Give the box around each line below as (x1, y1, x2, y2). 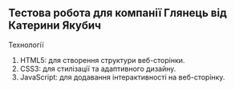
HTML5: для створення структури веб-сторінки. (19, 55, 185, 65)
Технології (8, 40, 44, 49)
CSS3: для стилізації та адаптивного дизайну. (19, 64, 176, 73)
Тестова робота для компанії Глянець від (8, 6, 227, 20)
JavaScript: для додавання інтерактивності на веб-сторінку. (19, 72, 225, 82)
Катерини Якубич (8, 19, 102, 33)
